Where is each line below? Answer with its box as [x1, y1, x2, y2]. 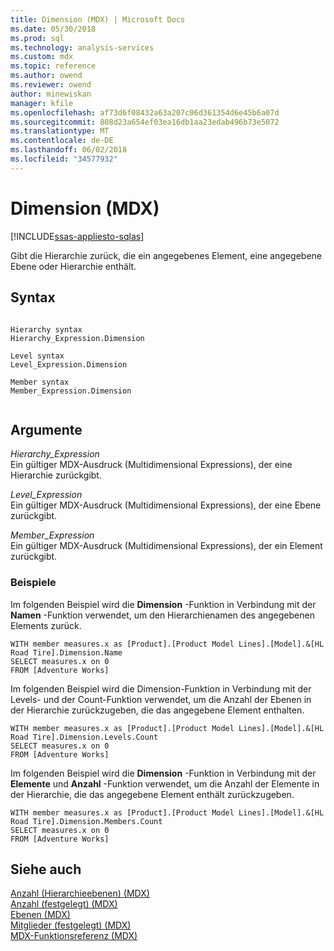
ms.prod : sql [10, 33, 65, 43]
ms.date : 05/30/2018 [10, 24, 97, 34]
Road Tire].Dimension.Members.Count [10, 816, 163, 826]
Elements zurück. [10, 619, 82, 631]
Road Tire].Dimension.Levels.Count [10, 732, 159, 742]
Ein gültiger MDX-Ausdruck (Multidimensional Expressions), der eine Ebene [10, 499, 322, 511]
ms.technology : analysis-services [10, 42, 155, 53]
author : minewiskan [10, 89, 92, 99]
